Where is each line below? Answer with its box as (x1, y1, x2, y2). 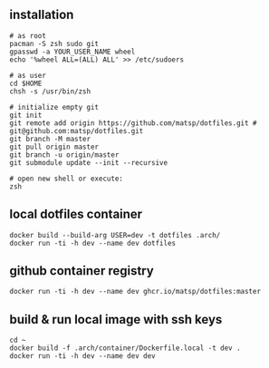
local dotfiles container (9, 207, 143, 222)
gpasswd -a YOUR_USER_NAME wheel (9, 47, 136, 56)
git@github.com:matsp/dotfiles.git (9, 126, 144, 135)
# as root (9, 31, 47, 40)
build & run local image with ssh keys (9, 312, 223, 327)
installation (9, 7, 74, 23)
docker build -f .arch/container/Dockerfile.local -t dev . (9, 344, 242, 353)
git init (9, 111, 43, 120)
